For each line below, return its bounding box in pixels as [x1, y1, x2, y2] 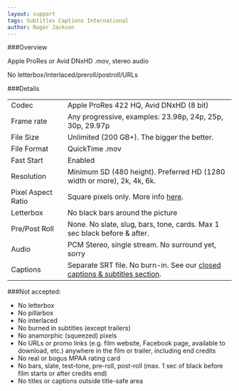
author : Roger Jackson [7, 23, 75, 31]
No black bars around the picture [67, 208, 178, 218]
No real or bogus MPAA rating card [17, 354, 121, 363]
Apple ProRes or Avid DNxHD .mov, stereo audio [7, 57, 149, 65]
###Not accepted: [7, 287, 61, 296]
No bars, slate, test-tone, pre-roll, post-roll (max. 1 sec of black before [17, 362, 223, 370]
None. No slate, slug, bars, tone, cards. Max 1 [67, 220, 220, 230]
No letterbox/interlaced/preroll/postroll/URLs [7, 70, 139, 79]
